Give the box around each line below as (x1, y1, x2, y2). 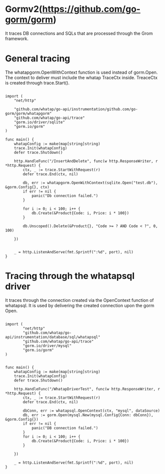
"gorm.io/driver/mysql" (23, 343, 72, 348)
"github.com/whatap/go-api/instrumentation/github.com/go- (14, 106, 138, 112)
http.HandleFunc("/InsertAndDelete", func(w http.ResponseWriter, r (14, 158, 158, 164)
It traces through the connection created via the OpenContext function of (5, 297, 154, 303)
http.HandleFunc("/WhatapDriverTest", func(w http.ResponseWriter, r (14, 386, 161, 391)
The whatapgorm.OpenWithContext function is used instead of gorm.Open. (5, 69, 158, 75)
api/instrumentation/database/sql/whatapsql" (5, 334, 100, 339)
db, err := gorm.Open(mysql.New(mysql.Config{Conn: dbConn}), (23, 412, 154, 418)
